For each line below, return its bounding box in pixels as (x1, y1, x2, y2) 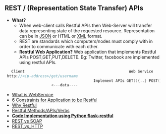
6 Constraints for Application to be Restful (11, 97, 98, 103)
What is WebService (11, 92, 54, 98)
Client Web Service (11, 69, 154, 74)
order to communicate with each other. (19, 43, 99, 49)
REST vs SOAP (11, 118, 43, 124)
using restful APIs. (19, 59, 56, 65)
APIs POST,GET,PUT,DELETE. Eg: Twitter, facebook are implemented (19, 54, 160, 60)
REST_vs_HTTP (11, 124, 43, 130)
